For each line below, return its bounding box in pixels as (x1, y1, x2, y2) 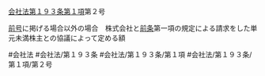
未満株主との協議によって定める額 (14, 34, 126, 42)
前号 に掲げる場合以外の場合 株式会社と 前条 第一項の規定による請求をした (8, 24, 251, 33)
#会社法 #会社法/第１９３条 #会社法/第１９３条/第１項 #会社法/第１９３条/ (8, 50, 252, 59)
